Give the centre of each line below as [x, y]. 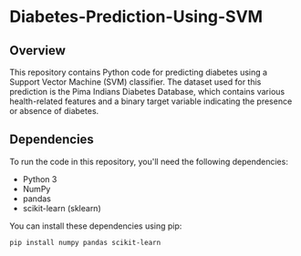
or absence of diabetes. [54, 111]
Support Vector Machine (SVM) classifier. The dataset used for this [135, 82]
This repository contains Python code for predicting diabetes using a [138, 72]
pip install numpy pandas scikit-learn [85, 242]
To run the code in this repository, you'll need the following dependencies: [149, 161]
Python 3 [40, 179]
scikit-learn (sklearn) [62, 208]
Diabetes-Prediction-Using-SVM [136, 17]
